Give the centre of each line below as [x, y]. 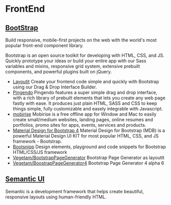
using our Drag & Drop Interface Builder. [55, 87]
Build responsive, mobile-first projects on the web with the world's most [81, 40]
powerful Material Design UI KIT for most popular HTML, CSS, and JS [86, 136]
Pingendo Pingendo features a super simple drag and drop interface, [85, 92]
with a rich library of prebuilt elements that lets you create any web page [89, 98]
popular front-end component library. [44, 45]
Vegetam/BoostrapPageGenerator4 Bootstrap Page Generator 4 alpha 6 [88, 163]
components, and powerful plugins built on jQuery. [59, 72]
